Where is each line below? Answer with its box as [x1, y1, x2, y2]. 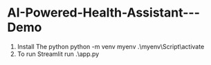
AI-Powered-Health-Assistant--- [7, 5, 201, 21]
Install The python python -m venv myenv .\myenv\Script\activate [17, 42, 205, 50]
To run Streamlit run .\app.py [17, 50, 100, 58]
